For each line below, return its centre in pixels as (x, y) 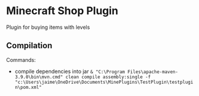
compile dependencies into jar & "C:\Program (70, 71)
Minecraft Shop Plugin (62, 11)
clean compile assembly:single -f (108, 77)
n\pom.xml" (28, 87)
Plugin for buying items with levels (48, 27)
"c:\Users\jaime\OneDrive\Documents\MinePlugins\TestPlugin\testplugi (104, 82)
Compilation (29, 46)
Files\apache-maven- (153, 72)
